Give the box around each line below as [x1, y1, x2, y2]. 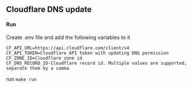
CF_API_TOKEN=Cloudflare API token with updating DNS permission [6, 50, 169, 56]
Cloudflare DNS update [6, 5, 92, 14]
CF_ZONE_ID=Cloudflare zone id [6, 55, 83, 61]
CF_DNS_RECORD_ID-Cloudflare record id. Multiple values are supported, [6, 60, 187, 66]
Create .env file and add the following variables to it [6, 34, 131, 41]
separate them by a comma [6, 65, 69, 71]
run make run [6, 75, 37, 82]
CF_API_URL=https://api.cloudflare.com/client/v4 [6, 45, 130, 51]
